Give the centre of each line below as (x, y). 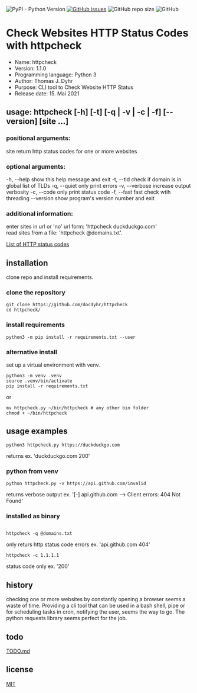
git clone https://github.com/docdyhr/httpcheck (67, 305)
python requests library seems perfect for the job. (67, 618)
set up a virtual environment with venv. (53, 365)
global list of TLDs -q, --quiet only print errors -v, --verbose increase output (98, 185)
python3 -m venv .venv (34, 376)
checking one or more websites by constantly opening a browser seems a (96, 599)
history (20, 585)
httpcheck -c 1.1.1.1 (33, 556)
